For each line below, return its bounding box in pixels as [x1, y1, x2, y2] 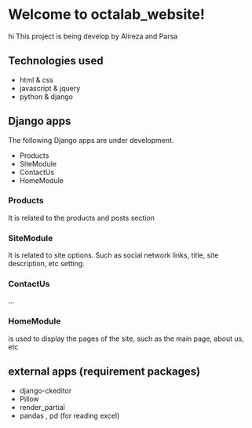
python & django [19, 92, 73, 101]
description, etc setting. [8, 259, 85, 269]
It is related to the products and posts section [8, 213, 155, 222]
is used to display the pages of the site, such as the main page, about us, [8, 334, 245, 343]
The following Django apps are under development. [8, 135, 174, 144]
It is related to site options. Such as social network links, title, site [8, 251, 219, 260]
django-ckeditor [19, 386, 72, 395]
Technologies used [8, 54, 104, 68]
